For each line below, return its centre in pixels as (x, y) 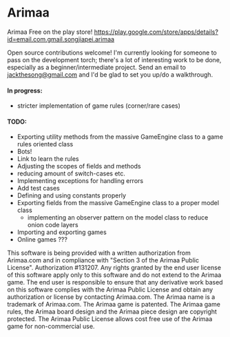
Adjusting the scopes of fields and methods (79, 166)
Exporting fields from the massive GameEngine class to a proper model (118, 203)
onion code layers (53, 225)
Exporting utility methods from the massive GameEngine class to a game (120, 137)
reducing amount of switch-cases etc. (71, 173)
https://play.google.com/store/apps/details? (156, 32)
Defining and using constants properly (71, 195)
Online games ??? (42, 240)
